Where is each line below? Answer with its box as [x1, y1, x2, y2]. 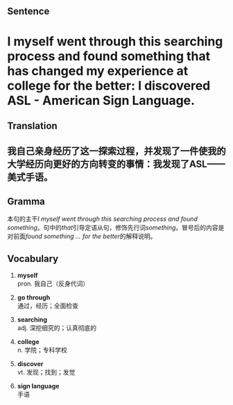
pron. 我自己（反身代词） [17, 279, 89, 288]
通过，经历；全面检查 [17, 301, 78, 310]
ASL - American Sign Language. [7, 92, 196, 108]
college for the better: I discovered [7, 78, 211, 93]
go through [17, 293, 51, 301]
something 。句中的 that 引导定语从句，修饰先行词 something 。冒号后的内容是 [7, 224, 225, 232]
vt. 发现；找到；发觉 [17, 367, 76, 376]
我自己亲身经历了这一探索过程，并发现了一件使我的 [7, 145, 226, 157]
